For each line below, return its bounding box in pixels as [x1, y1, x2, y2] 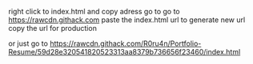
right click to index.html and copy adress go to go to [8, 7, 180, 16]
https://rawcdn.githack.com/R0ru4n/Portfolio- [49, 39, 202, 48]
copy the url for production [8, 24, 98, 32]
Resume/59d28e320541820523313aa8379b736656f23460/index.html [8, 47, 241, 56]
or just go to [8, 39, 48, 48]
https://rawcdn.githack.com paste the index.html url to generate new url [8, 15, 246, 24]
